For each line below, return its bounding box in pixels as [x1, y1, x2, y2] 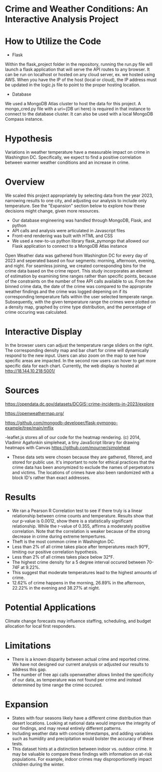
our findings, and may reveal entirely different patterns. [12, 725, 122, 731]
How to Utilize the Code [5, 36, 102, 47]
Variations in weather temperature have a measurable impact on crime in [5, 149, 150, 155]
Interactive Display [5, 326, 82, 338]
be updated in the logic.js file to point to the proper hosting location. [5, 82, 141, 88]
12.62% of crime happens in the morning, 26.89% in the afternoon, [12, 579, 146, 585]
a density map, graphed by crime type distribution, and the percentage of [5, 304, 151, 310]
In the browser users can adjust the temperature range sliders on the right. [5, 342, 154, 348]
